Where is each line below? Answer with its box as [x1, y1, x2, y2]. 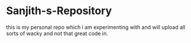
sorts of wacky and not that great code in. [6, 29, 108, 37]
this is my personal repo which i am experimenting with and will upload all [6, 24, 186, 31]
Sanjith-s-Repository [6, 4, 112, 18]
